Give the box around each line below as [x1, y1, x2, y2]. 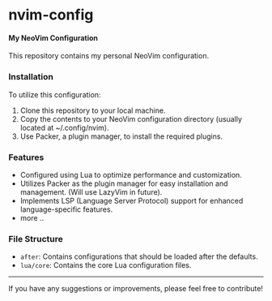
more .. [19, 213, 45, 222]
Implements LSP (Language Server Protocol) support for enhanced [19, 196, 244, 205]
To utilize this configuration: [8, 89, 101, 99]
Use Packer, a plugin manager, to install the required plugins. [19, 131, 223, 141]
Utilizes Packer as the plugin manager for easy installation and [19, 178, 228, 188]
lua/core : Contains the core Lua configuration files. [19, 260, 192, 270]
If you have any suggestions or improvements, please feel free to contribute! [8, 284, 263, 294]
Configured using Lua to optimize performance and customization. [19, 170, 243, 179]
